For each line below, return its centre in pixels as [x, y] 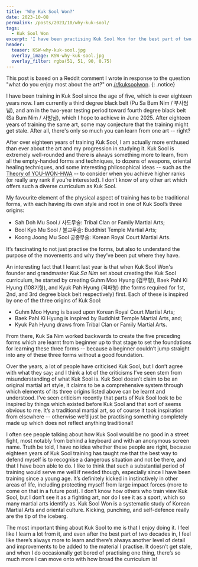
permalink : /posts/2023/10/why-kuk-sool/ [58, 22]
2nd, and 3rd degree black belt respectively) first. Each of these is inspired [97, 294]
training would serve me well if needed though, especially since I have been [98, 472]
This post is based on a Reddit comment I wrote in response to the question [98, 78]
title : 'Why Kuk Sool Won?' [41, 12]
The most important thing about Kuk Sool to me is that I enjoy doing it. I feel [98, 527]
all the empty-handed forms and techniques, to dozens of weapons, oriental [99, 161]
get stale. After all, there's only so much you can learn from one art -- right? [98, 130]
